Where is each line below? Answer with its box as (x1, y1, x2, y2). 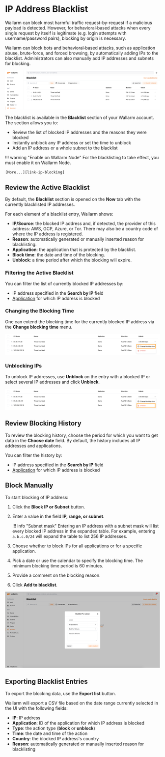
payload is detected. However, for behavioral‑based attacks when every (5, 25, 151, 30)
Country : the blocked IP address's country (12, 735, 99, 741)
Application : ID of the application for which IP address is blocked (12, 720, 145, 726)
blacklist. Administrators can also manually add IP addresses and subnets (5, 55, 154, 61)
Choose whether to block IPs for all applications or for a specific (12, 543, 142, 549)
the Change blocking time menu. (5, 324, 73, 330)
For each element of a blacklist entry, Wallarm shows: (5, 211, 113, 217)
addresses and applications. (5, 443, 62, 449)
